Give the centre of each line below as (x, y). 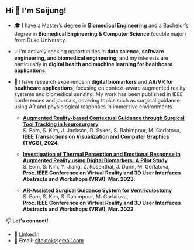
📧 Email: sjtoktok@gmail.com (49, 240)
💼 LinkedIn (27, 234)
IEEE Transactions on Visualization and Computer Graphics (96, 136)
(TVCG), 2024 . (41, 143)
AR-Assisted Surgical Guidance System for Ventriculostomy (97, 190)
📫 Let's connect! (27, 221)
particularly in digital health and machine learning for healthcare (93, 64)
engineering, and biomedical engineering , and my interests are (91, 58)
